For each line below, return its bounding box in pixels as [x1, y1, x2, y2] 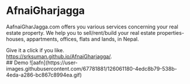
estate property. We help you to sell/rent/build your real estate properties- [6, 29, 184, 36]
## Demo [6, 59, 29, 66]
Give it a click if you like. [6, 46, 64, 53]
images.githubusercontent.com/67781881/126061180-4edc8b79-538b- [6, 65, 177, 72]
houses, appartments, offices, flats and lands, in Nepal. [6, 35, 139, 42]
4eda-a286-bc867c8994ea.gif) [6, 71, 82, 78]
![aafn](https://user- [29, 59, 78, 66]
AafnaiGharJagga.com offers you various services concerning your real [6, 23, 178, 30]
